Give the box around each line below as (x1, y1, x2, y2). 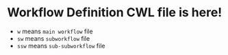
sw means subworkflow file (16, 34, 90, 42)
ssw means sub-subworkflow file (16, 41, 105, 50)
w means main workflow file (16, 27, 94, 35)
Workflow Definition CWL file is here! (7, 5, 223, 20)
